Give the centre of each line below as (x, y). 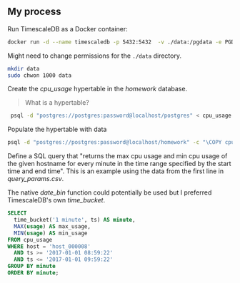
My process (34, 12)
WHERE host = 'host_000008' (49, 246)
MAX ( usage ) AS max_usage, (52, 226)
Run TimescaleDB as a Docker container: (68, 29)
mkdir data (24, 68)
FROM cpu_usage (30, 240)
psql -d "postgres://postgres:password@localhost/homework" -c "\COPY (115, 143)
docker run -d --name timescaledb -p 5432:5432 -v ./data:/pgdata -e (115, 42)
